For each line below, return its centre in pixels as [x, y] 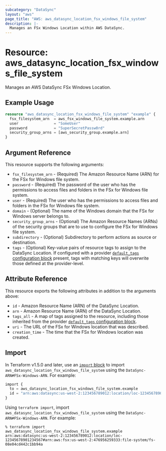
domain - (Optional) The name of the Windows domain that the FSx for [83, 211]
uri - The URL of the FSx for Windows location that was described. [81, 326]
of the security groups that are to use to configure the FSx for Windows [85, 226]
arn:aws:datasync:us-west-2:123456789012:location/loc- [64, 436]
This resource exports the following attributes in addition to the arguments [81, 291]
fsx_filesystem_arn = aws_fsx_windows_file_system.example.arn [77, 119]
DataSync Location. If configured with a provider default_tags [76, 253]
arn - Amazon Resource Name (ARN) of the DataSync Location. [77, 311]
